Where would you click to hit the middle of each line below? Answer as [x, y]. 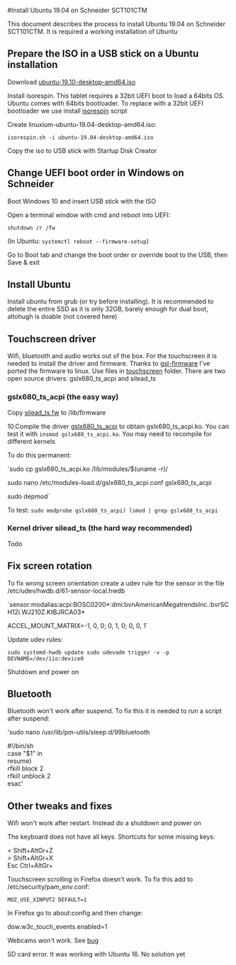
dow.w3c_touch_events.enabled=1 [57, 927]
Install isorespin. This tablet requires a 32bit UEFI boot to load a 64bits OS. [116, 96]
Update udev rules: [35, 639]
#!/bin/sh [21, 746]
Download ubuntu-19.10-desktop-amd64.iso [72, 82]
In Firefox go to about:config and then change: [75, 913]
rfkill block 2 [26, 769]
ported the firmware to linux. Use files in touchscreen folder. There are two [117, 371]
